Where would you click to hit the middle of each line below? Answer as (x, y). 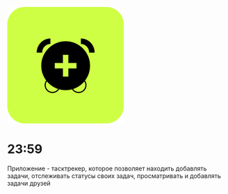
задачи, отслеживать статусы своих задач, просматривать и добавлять (114, 176)
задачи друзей (29, 183)
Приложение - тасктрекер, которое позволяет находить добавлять (107, 168)
